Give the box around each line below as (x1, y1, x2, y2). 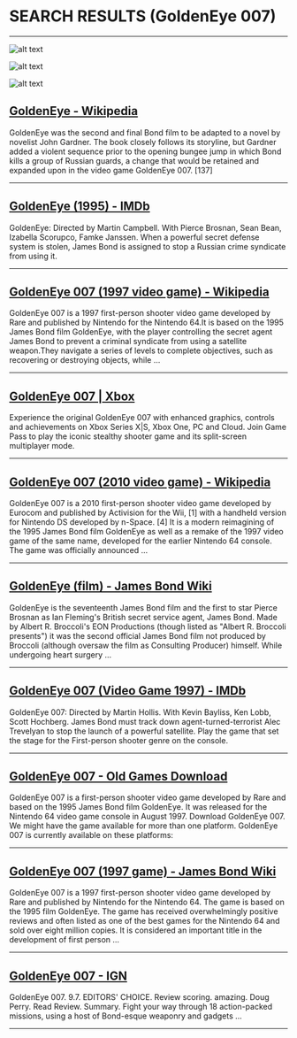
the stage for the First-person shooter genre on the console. (9, 734, 228, 745)
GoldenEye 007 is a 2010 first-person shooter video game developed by (9, 498, 271, 508)
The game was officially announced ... (9, 545, 148, 555)
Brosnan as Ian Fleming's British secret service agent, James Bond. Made (9, 611, 278, 622)
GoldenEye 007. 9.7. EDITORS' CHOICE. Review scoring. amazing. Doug (9, 992, 270, 1003)
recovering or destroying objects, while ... (9, 355, 161, 365)
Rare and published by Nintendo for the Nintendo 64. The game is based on (9, 896, 286, 908)
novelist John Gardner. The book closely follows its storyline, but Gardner (9, 136, 277, 147)
